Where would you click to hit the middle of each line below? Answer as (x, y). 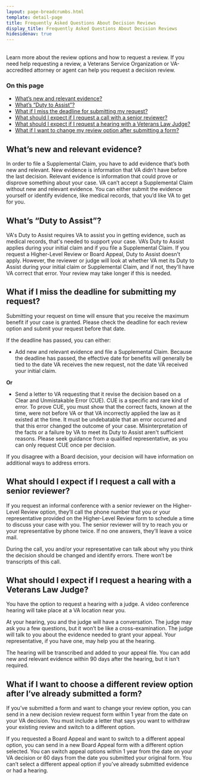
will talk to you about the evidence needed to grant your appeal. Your (91, 635)
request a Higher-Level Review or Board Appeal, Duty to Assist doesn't (93, 254)
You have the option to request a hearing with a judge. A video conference (98, 604)
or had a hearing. (27, 770)
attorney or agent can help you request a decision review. (104, 70)
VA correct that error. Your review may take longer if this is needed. (89, 274)
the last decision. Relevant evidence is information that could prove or (92, 177)
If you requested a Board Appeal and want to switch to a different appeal (96, 739)
